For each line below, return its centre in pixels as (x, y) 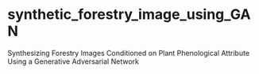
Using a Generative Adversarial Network (73, 61)
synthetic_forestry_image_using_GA (129, 15)
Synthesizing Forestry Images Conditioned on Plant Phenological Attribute (129, 53)
